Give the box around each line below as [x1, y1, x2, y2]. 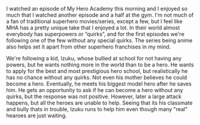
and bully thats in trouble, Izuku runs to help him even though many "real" [6, 106, 188, 112]
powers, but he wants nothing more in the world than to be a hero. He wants [6, 61, 194, 68]
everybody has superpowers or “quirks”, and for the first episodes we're [6, 31, 184, 38]
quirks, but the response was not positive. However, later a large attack [6, 93, 181, 100]
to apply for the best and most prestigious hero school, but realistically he [6, 68, 188, 74]
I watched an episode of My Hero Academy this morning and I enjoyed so [6, 5, 187, 12]
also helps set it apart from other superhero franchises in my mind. [6, 43, 171, 50]
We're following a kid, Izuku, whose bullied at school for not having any [6, 55, 182, 62]
